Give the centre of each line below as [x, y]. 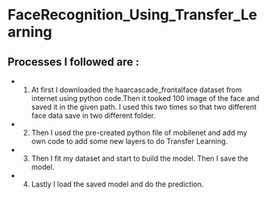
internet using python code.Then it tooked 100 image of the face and [145, 98]
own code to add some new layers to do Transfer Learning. [129, 141]
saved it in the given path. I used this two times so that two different [144, 107]
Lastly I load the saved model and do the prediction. [117, 184]
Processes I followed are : [73, 62]
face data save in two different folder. [94, 115]
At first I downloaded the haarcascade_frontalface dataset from [137, 90]
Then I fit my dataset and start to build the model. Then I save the [140, 158]
